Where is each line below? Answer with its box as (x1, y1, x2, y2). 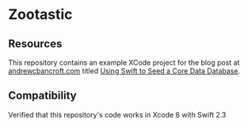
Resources (8, 37, 63, 50)
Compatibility (8, 89, 77, 103)
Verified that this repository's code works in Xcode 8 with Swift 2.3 (8, 110, 227, 119)
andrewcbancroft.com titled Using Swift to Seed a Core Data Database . (8, 66, 240, 76)
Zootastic (8, 6, 73, 24)
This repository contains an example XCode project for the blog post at (8, 58, 240, 67)
